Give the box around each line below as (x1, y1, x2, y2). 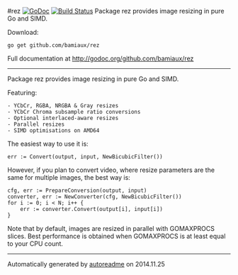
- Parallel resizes (7, 121, 65, 128)
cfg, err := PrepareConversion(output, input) (7, 187, 147, 194)
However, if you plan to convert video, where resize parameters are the (7, 166, 215, 174)
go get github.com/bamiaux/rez (7, 42, 100, 49)
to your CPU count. (7, 239, 64, 248)
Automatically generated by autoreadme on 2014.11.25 (7, 260, 165, 268)
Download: (7, 28, 39, 36)
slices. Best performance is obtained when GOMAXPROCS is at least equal (7, 232, 226, 240)
